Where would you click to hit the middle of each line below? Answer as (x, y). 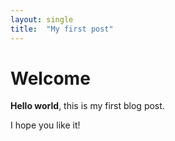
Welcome (50, 78)
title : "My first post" (62, 29)
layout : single (42, 19)
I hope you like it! (45, 125)
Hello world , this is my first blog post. (87, 106)
